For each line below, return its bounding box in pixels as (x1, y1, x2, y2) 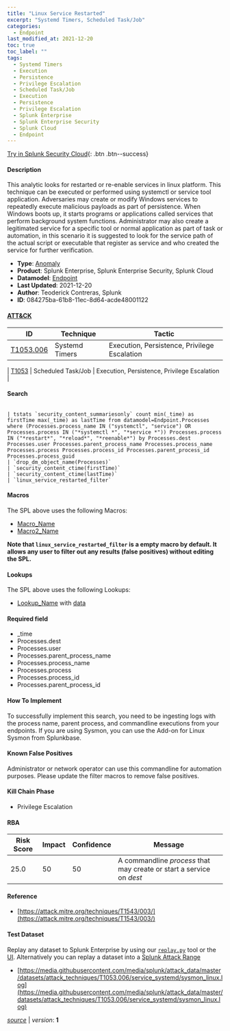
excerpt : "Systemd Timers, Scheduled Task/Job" (7, 16, 146, 23)
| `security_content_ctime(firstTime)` (7, 464, 121, 471)
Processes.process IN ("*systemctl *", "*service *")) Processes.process (7, 429, 222, 436)
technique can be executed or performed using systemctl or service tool (7, 188, 212, 196)
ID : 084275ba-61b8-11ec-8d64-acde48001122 (16, 296, 149, 304)
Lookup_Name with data (16, 599, 86, 607)
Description (7, 165, 42, 173)
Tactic (153, 329, 175, 338)
